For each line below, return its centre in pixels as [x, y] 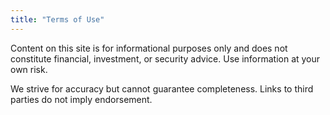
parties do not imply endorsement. [81, 99]
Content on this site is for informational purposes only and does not [149, 48]
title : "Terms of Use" [57, 19]
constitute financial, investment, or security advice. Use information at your [165, 58]
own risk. [29, 69]
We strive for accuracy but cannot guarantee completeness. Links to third [162, 88]
